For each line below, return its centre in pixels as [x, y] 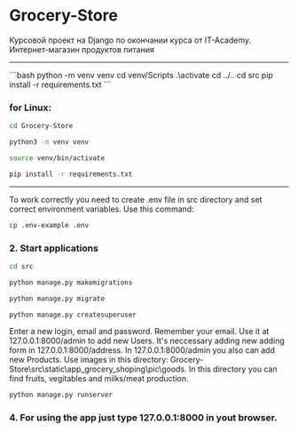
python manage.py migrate [57, 299]
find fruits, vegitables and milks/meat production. [99, 379]
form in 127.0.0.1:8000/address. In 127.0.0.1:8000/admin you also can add [142, 350]
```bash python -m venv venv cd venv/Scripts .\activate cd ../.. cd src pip [141, 75]
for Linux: [30, 108]
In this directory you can [233, 369]
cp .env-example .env [49, 225]
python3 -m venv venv [49, 142]
